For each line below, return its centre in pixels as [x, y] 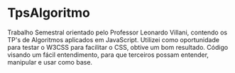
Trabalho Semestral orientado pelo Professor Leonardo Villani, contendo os [117, 32]
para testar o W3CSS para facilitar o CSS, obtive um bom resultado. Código [118, 47]
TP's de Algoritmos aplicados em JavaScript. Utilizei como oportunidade [114, 39]
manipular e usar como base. [50, 62]
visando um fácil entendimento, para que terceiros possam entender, [108, 55]
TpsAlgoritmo [49, 13]
